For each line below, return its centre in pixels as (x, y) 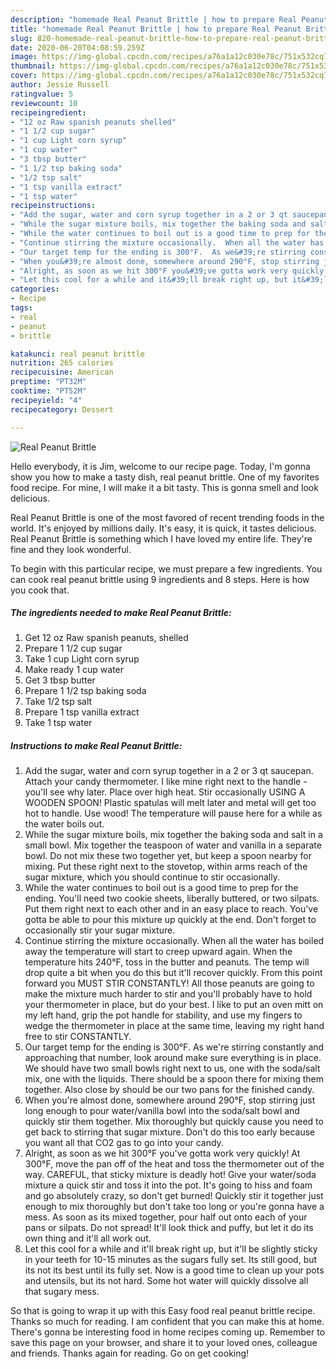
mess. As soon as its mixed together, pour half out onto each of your (166, 1217)
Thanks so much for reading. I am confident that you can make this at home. (167, 1322)
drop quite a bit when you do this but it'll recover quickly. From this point (173, 973)
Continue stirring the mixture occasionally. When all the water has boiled (174, 941)
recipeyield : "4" (46, 400)
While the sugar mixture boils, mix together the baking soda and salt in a (173, 835)
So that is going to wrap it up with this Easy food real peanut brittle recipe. (163, 1311)
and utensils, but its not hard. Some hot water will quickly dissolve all (166, 1281)
